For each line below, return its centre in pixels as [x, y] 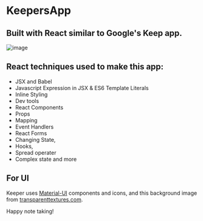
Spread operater [36, 152]
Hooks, [24, 146]
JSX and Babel [33, 81]
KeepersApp [39, 11]
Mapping [26, 120]
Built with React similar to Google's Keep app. [94, 33]
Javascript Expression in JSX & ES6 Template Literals [82, 88]
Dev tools [27, 100]
